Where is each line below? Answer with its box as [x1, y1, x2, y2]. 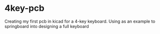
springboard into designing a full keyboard [4, 23, 89, 29]
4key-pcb [4, 3, 44, 14]
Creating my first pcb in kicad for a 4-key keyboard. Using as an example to [4, 18, 156, 24]
